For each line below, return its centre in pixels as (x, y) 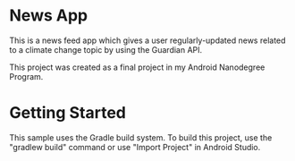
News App (48, 16)
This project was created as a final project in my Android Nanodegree (137, 67)
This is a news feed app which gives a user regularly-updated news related (147, 40)
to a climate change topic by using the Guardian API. (106, 49)
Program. (26, 76)
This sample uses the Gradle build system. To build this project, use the (141, 137)
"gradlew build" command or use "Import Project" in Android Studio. (135, 147)
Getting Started (68, 113)
